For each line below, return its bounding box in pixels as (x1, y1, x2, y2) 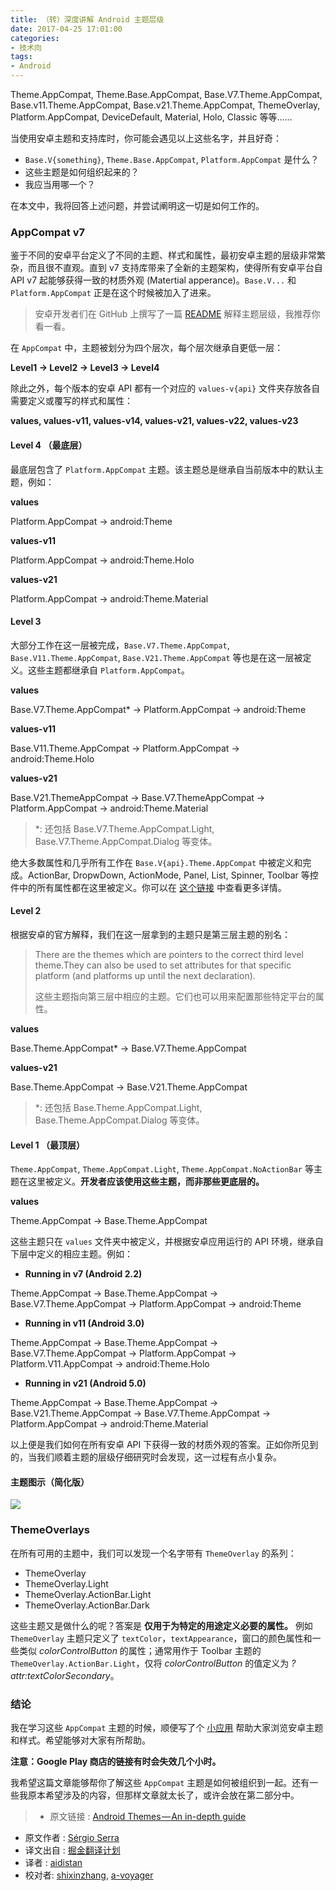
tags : (10, 52, 33, 62)
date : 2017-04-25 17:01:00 (10, 24, 123, 34)
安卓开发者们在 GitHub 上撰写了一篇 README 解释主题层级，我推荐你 (34, 308, 321, 320)
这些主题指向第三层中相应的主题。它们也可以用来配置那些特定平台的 (34, 990, 316, 1002)
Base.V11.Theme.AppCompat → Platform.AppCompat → (10, 742, 240, 754)
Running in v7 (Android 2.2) (24, 1268, 143, 1280)
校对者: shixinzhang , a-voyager (24, 1869, 154, 1881)
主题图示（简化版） (10, 1476, 90, 1488)
